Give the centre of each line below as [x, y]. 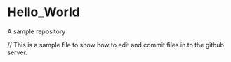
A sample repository [37, 31]
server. [18, 52]
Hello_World [44, 12]
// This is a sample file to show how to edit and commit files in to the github [116, 45]
